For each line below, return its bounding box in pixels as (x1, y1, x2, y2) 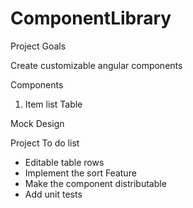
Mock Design (10, 117, 65, 129)
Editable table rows (24, 156, 105, 168)
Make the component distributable (24, 177, 167, 189)
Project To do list (10, 137, 80, 149)
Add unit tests (24, 188, 83, 200)
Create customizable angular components (10, 59, 183, 71)
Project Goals (10, 40, 67, 52)
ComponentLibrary (10, 7, 172, 30)
